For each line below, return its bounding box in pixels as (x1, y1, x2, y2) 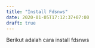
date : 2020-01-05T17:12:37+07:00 (6, 14, 90, 20)
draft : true (6, 20, 36, 26)
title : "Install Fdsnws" (6, 8, 68, 15)
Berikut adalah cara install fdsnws (6, 37, 90, 44)
